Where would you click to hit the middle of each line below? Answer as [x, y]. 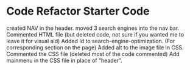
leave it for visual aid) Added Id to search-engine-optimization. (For [91, 41]
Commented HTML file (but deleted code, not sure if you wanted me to [95, 34]
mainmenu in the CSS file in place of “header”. [65, 60]
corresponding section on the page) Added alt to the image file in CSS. [95, 47]
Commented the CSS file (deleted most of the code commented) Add [93, 54]
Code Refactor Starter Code [78, 11]
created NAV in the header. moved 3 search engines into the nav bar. [93, 28]
